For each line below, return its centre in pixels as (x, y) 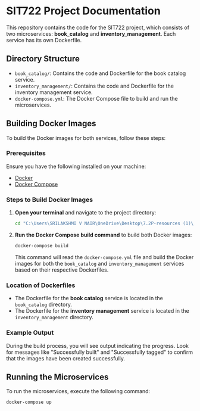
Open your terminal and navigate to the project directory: (85, 213)
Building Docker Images (51, 124)
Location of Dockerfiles (41, 285)
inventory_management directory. (54, 317)
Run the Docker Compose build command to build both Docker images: (103, 235)
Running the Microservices (57, 377)
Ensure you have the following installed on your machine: (76, 166)
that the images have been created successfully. (66, 358)
